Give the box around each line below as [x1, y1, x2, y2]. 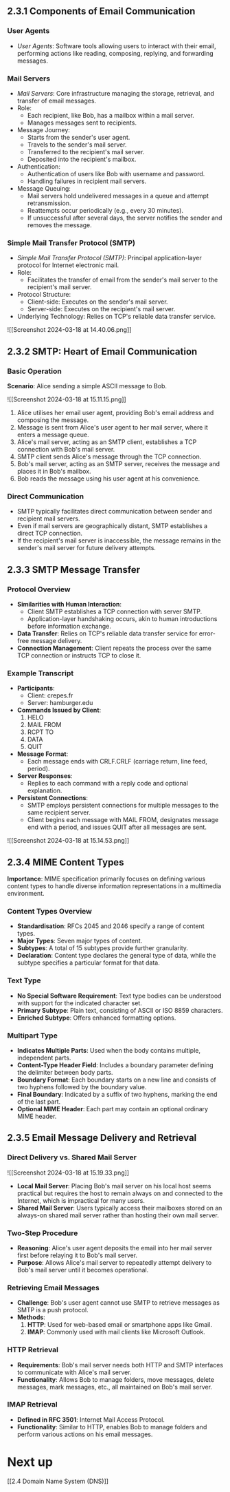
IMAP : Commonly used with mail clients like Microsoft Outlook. [27, 1328, 206, 1336]
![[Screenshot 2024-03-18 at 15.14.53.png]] [7, 837, 130, 845]
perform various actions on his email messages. [16, 1430, 153, 1438]
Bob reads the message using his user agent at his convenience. [16, 474, 200, 483]
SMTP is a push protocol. [16, 1306, 89, 1314]
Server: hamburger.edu [27, 699, 93, 707]
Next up [7, 1454, 54, 1470]
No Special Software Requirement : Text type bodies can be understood [16, 991, 222, 1000]
